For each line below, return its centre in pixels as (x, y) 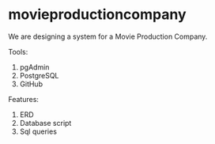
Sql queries (38, 131)
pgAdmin (34, 67)
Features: (24, 99)
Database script (45, 123)
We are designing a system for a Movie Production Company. (108, 36)
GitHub (31, 84)
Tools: (18, 51)
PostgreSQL (39, 75)
